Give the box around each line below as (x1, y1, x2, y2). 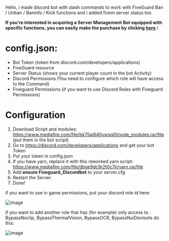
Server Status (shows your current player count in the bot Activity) (12, 70, 152, 76)
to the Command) (12, 81, 50, 87)
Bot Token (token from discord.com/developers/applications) (12, 59, 141, 65)
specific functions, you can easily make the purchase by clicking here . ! (5, 25, 159, 31)
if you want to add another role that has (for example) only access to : (5, 209, 151, 215)
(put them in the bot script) (12, 137, 69, 143)
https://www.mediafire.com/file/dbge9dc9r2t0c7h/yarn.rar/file (12, 164, 144, 170)
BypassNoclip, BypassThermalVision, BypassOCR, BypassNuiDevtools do (5, 215, 159, 221)
